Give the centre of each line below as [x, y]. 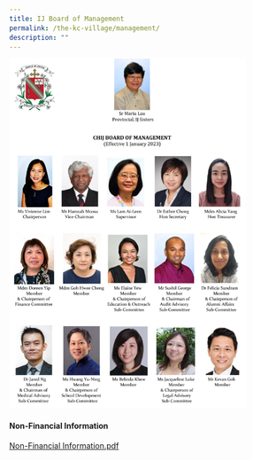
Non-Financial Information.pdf [64, 445]
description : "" [39, 37]
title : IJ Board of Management [67, 19]
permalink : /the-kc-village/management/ [85, 28]
